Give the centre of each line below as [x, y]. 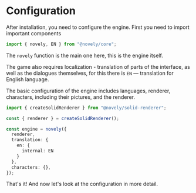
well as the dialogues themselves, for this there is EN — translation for [90, 73]
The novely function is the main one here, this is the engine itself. [85, 55]
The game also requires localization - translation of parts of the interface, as [98, 66]
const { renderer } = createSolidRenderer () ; [62, 118]
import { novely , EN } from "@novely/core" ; [61, 44]
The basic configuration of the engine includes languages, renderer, [88, 91]
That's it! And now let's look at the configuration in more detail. [82, 184]
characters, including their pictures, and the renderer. [71, 97]
